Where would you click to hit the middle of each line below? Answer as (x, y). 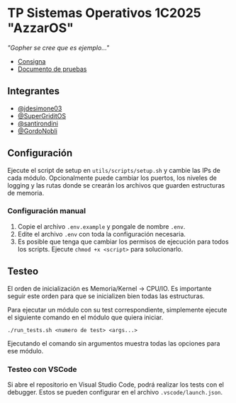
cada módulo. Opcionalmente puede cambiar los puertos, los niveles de (112, 178)
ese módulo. (26, 351)
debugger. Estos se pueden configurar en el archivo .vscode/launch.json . (115, 392)
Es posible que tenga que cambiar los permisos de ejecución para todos (123, 242)
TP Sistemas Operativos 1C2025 (104, 13)
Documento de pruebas (52, 69)
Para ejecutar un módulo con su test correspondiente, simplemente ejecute (117, 310)
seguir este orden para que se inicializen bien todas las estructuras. (106, 296)
